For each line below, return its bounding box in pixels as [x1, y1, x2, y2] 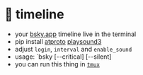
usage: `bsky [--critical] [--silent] [14, 52, 112, 61]
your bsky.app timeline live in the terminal [14, 30, 137, 38]
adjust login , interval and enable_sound [14, 45, 132, 53]
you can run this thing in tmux [14, 59, 100, 68]
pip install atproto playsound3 [14, 37, 102, 45]
